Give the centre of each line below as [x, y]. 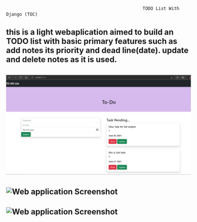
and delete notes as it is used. [62, 60]
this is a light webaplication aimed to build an [90, 32]
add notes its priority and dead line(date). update [97, 51]
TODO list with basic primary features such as [92, 41]
